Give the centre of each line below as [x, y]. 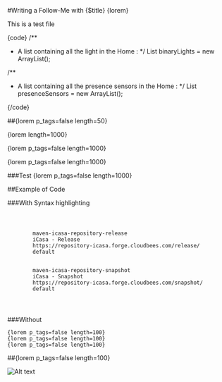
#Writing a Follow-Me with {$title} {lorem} [68, 10]
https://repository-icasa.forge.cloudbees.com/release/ [116, 245]
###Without [25, 319]
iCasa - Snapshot [58, 276]
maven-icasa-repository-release [80, 233]
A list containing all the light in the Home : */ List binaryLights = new [116, 51]
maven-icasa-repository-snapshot [82, 270]
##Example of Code [36, 189]
